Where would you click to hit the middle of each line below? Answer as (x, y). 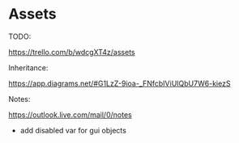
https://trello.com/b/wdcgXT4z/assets (72, 52)
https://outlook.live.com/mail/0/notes (70, 115)
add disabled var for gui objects (73, 130)
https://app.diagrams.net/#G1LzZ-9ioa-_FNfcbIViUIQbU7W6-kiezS (119, 83)
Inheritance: (28, 67)
